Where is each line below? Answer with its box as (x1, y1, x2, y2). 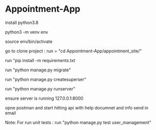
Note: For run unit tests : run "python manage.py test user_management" (5, 119, 152, 125)
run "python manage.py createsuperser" (5, 76, 87, 82)
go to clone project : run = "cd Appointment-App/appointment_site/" (5, 48, 142, 54)
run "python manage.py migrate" (5, 67, 71, 73)
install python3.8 (5, 20, 39, 25)
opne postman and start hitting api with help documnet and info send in (5, 105, 149, 110)
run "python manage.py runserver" (5, 86, 76, 91)
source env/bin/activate (5, 38, 53, 44)
